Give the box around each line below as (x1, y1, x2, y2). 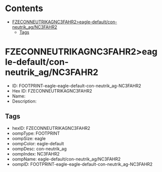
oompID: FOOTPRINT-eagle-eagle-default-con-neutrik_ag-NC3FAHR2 (12, 161, 153, 167)
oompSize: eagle (12, 135, 46, 141)
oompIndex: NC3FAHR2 (12, 151, 60, 156)
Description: (12, 98, 37, 104)
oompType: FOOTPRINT (12, 130, 60, 136)
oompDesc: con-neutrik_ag (12, 146, 67, 152)
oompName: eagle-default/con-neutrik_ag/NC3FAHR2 (12, 156, 121, 162)
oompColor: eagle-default (12, 141, 64, 146)
